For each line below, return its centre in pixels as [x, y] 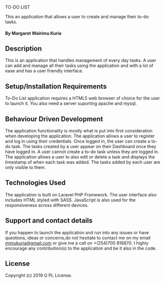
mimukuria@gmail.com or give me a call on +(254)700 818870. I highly [77, 243]
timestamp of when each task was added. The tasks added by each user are [83, 162]
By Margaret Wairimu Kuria [33, 33]
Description [23, 48]
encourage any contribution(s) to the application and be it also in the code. [81, 248]
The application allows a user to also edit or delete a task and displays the [80, 157]
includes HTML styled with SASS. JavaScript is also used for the [70, 200]
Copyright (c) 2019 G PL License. [39, 276]
